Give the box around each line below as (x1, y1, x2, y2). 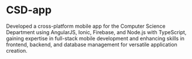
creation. (6, 47, 28, 54)
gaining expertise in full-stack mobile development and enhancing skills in (6, 35, 185, 42)
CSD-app (6, 3, 52, 17)
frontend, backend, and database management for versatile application (6, 41, 177, 48)
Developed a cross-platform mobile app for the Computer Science (6, 23, 166, 30)
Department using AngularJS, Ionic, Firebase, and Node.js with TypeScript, (6, 28, 187, 35)
